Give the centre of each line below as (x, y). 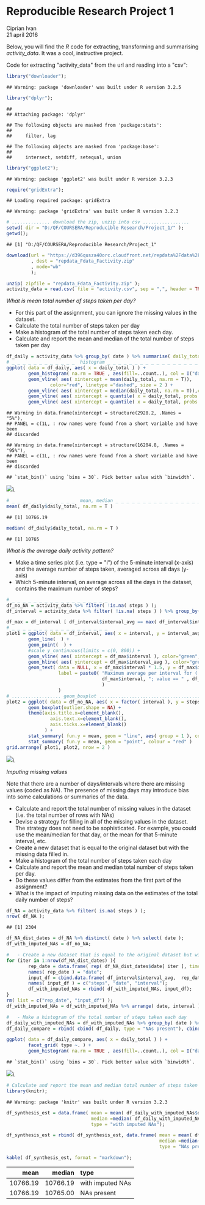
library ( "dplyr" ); (30, 98)
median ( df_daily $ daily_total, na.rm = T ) (63, 528)
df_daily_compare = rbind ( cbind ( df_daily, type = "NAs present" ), (95, 1029)
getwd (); (17, 234)
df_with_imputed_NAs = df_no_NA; (49, 944)
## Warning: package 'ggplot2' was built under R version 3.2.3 (90, 179)
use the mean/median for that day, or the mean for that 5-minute (96, 835)
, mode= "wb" (46, 267)
